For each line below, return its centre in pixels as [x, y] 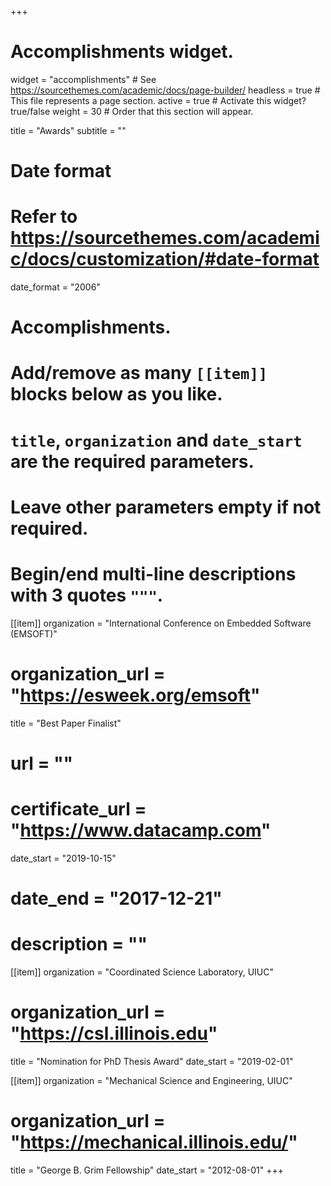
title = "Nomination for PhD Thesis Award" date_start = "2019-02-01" [152, 1061]
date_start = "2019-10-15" [63, 858]
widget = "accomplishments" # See [83, 79]
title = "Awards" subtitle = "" [68, 130]
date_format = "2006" [55, 287]
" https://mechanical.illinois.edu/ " [154, 1142]
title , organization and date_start [156, 440]
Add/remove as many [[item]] [139, 373]
